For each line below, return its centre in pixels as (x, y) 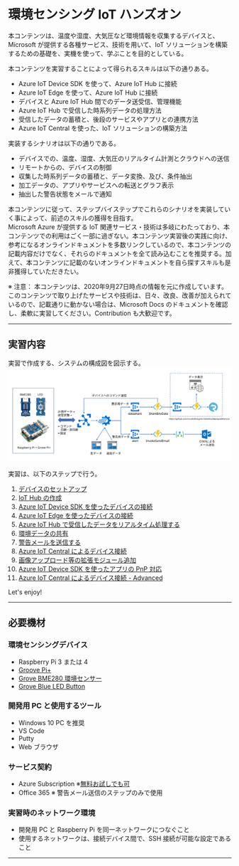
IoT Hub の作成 (40, 497)
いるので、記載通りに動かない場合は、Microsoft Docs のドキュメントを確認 (118, 304)
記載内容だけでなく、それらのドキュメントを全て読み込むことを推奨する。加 (120, 253)
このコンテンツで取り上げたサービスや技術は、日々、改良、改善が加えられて (120, 295)
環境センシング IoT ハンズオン (95, 15)
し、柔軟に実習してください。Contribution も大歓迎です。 (92, 313)
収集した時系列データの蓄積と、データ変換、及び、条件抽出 (105, 176)
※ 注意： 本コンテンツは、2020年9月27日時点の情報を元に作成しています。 (118, 286)
